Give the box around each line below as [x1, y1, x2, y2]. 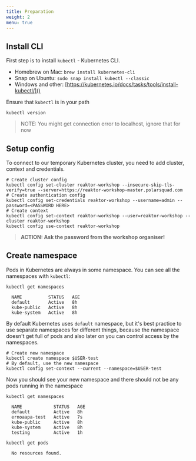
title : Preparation [6, 8, 54, 15]
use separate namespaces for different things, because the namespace [6, 326, 180, 333]
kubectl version [6, 110, 46, 116]
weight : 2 [6, 14, 31, 20]
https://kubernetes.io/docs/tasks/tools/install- [67, 81, 178, 88]
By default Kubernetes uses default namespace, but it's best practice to [6, 320, 182, 327]
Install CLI [6, 41, 44, 51]
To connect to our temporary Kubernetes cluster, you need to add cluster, [6, 160, 184, 166]
